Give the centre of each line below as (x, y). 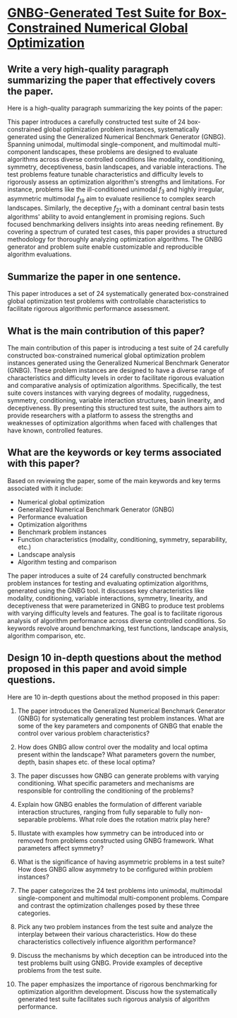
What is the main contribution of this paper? (106, 331)
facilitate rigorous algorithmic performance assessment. (89, 309)
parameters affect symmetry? (61, 848)
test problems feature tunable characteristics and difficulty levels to (105, 174)
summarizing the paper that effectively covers (111, 80)
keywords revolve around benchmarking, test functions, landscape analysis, (118, 628)
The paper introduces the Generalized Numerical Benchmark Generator (121, 711)
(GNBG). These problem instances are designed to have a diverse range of (116, 371)
